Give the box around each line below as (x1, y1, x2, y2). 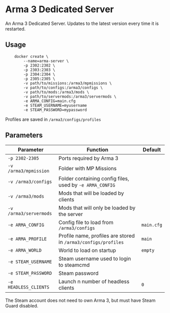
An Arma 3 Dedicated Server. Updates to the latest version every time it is (5, 20, 159, 26)
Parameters (5, 131, 43, 140)
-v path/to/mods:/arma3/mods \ (23, 89, 90, 95)
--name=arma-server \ (23, 58, 69, 64)
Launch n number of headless (58, 278, 130, 285)
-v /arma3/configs (8, 179, 52, 184)
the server (58, 210, 83, 217)
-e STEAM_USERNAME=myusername (23, 103, 87, 108)
